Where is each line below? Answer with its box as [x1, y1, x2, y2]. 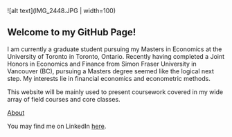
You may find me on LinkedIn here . [7, 122, 107, 130]
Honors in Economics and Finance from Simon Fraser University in [7, 60, 197, 68]
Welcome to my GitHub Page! [7, 26, 136, 38]
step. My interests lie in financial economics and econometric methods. [7, 74, 211, 82]
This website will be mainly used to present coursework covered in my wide [7, 87, 224, 96]
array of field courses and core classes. [7, 95, 121, 103]
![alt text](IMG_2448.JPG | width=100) [7, 7, 116, 15]
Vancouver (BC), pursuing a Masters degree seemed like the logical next [7, 66, 215, 75]
